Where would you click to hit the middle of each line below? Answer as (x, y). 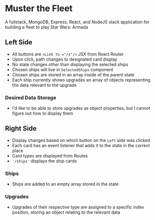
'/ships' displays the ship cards (44, 161)
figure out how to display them (43, 113)
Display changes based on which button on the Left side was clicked (81, 140)
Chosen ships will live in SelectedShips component (62, 69)
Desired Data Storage (31, 98)
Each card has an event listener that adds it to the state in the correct (81, 145)
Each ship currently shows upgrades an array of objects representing (81, 80)
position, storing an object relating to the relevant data (66, 212)
